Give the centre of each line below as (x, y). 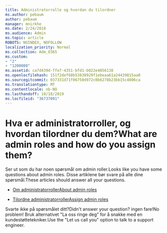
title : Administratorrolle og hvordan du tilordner (60, 10)
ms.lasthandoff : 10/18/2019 (35, 94)
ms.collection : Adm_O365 (31, 52)
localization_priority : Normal (38, 47)
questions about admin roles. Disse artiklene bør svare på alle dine (74, 175)
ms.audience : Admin (26, 33)
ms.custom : (17, 56)
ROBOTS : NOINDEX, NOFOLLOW (33, 43)
